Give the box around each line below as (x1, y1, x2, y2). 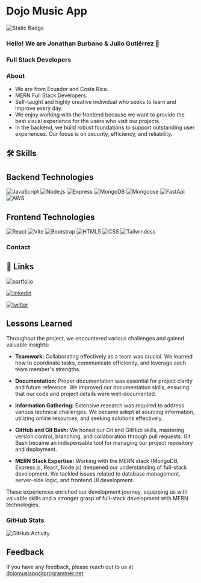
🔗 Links (6, 261, 34, 272)
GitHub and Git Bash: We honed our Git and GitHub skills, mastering (14, 426, 185, 433)
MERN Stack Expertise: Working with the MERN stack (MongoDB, (14, 457, 179, 464)
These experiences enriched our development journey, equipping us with (6, 488, 188, 495)
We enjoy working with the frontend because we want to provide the (14, 111, 185, 118)
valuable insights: (6, 341, 50, 348)
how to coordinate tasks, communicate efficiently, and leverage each (14, 359, 187, 366)
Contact (6, 243, 31, 252)
